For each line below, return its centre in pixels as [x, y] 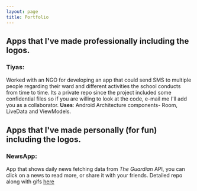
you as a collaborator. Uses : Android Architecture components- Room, [92, 105]
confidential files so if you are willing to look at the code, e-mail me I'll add [97, 99]
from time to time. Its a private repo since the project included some [89, 93]
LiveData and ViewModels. [39, 111]
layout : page [22, 12]
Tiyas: [15, 67]
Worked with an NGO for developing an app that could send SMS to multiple [99, 80]
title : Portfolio [28, 17]
